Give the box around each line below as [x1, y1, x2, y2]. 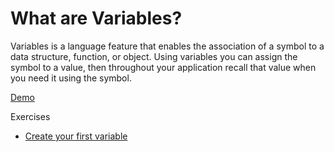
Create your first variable [24, 130, 128, 142]
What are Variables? [10, 7, 183, 30]
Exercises [10, 110, 51, 122]
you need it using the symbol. [10, 72, 132, 84]
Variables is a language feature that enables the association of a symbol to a [10, 40, 325, 52]
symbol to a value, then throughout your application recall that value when [10, 61, 317, 73]
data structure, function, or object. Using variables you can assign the [10, 50, 298, 62]
